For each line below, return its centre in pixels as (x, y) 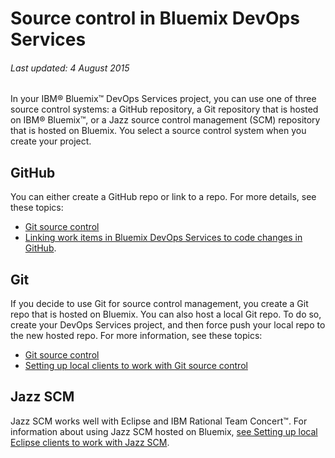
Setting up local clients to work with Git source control (136, 366)
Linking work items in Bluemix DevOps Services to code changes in (163, 238)
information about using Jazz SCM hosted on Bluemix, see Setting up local (164, 431)
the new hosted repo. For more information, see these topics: (136, 336)
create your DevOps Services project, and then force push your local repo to (168, 325)
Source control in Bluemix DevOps (155, 18)
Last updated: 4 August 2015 (70, 68)
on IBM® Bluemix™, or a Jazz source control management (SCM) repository (165, 120)
